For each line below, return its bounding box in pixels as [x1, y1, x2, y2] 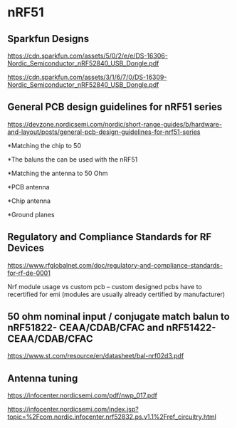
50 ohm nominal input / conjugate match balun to [7, 310, 230, 323]
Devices [7, 242, 45, 254]
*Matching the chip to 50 [7, 141, 82, 150]
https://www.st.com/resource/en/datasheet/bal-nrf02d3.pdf [7, 352, 184, 360]
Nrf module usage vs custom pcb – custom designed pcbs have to [7, 282, 202, 291]
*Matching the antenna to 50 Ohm [7, 169, 108, 177]
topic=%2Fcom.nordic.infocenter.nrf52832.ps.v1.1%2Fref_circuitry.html [7, 412, 217, 421]
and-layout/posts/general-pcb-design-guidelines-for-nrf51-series [7, 127, 201, 136]
